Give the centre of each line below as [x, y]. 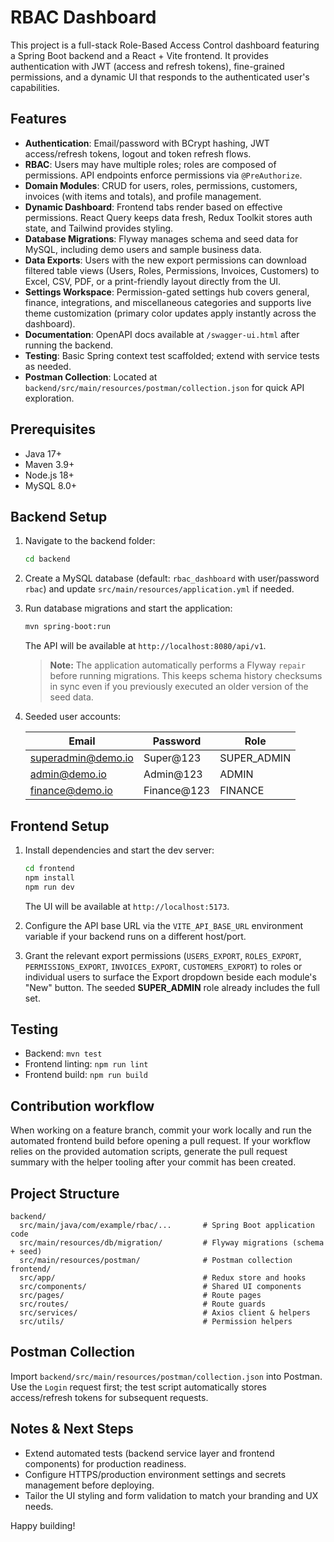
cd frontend [49, 868]
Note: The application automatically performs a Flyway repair [178, 665]
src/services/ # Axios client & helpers [165, 1313]
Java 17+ [43, 453]
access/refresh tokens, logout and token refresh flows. [138, 153]
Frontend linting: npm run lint [86, 1064]
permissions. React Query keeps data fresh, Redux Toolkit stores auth [168, 217]
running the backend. [69, 345]
